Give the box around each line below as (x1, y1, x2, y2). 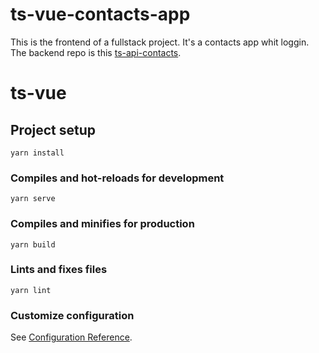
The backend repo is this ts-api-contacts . (10, 46, 182, 58)
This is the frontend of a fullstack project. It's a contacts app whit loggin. (10, 36, 310, 48)
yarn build (10, 239, 56, 250)
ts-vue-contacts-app (10, 3, 191, 26)
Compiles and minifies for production (10, 217, 195, 231)
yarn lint (10, 285, 52, 295)
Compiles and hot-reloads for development (10, 171, 225, 185)
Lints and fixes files (10, 263, 108, 277)
